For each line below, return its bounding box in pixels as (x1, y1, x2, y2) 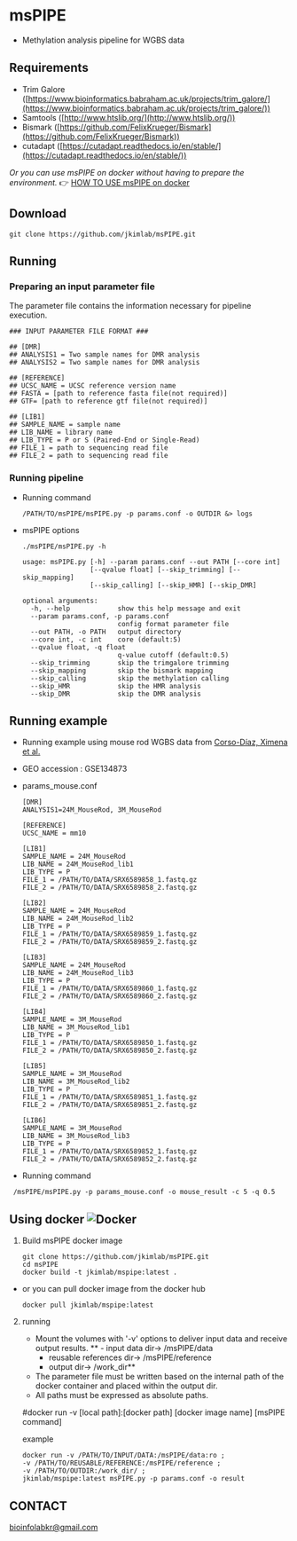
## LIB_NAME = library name (9, 428, 113, 437)
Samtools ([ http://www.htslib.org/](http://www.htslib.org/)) (21, 112, 236, 122)
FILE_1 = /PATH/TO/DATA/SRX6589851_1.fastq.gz (21, 1093, 198, 1102)
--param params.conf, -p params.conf (30, 611, 170, 621)
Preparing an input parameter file (9, 280, 155, 293)
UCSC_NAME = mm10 (21, 829, 87, 838)
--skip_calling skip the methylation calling (30, 673, 230, 683)
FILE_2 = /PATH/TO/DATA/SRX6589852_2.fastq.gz (21, 1155, 198, 1164)
